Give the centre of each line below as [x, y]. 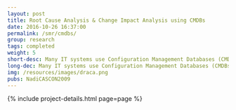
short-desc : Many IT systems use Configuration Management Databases [111, 60]
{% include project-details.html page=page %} [75, 99]
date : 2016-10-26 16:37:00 [47, 27]
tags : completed [31, 46]
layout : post [26, 14]
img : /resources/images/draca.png [58, 72]
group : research [31, 40]
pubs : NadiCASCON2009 [39, 79]
